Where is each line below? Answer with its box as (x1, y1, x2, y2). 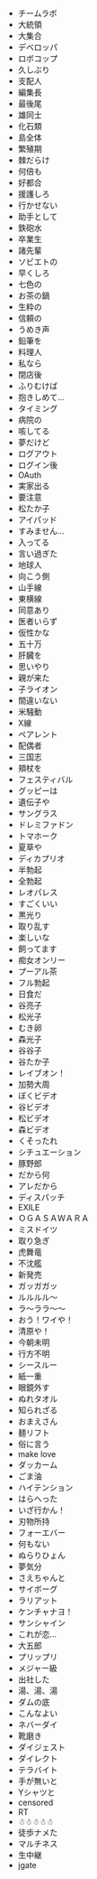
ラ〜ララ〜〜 (17, 1304, 66, 1313)
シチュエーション (17, 1146, 82, 1157)
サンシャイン (17, 1618, 66, 1628)
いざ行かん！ (17, 1505, 66, 1515)
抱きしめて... (17, 392, 65, 402)
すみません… (17, 526, 65, 536)
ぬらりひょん (17, 1550, 66, 1560)
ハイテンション (17, 1482, 74, 1492)
